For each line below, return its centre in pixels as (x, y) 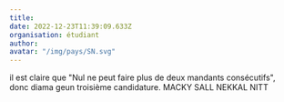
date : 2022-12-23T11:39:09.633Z (71, 26)
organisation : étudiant (55, 35)
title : (22, 18)
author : (24, 43)
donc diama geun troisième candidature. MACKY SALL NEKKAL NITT (139, 87)
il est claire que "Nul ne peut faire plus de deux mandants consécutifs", (142, 77)
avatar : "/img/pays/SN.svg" (63, 52)
